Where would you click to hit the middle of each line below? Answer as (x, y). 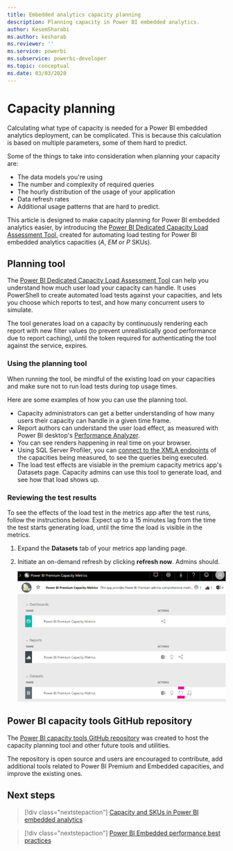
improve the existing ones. (45, 773)
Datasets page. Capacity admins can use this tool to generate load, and (119, 472)
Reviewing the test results (52, 497)
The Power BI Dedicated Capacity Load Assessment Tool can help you (108, 281)
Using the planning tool (47, 363)
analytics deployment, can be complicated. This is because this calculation (114, 135)
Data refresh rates (43, 199)
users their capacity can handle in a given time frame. (94, 420)
